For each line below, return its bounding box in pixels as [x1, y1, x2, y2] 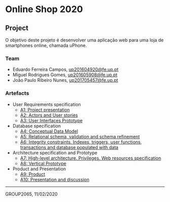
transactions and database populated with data [20, 144, 119, 150]
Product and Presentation [12, 166, 66, 172]
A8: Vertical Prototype [20, 160, 67, 166]
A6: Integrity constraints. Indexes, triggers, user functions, [20, 139, 142, 145]
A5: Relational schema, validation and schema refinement [20, 133, 140, 139]
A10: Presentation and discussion [20, 176, 90, 182]
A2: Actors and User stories [20, 112, 78, 118]
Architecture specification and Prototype [12, 149, 98, 156]
